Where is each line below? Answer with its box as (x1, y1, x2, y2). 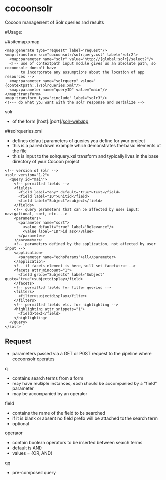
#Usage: (5, 29, 23, 35)
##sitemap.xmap (5, 38, 40, 45)
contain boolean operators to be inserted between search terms (12, 439, 143, 445)
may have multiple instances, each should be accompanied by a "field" (12, 380, 157, 386)
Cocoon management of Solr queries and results (5, 19, 104, 25)
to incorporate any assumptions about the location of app (20, 70, 145, 75)
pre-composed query (12, 469, 56, 475)
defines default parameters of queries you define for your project (12, 137, 145, 144)
